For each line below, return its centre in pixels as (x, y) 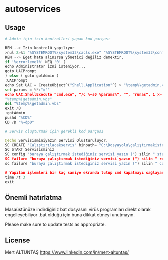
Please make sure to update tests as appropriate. (56, 224)
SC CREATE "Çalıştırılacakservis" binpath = (51, 145)
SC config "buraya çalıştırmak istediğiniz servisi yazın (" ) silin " (80, 154)
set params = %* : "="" (28, 90)
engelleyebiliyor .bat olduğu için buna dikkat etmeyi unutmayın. (70, 215)
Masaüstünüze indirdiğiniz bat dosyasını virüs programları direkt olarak (78, 209)
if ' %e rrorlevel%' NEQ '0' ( (35, 62)
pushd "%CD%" (19, 118)
